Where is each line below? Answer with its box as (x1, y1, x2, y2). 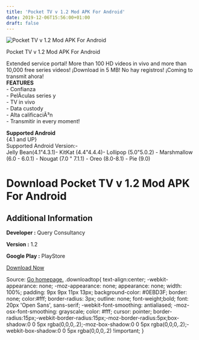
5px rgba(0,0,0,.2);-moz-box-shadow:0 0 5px (37, 321, 150, 328)
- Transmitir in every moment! (6, 118, 80, 125)
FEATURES (6, 79, 34, 86)
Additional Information (6, 213, 93, 223)
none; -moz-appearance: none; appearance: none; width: (39, 282, 182, 290)
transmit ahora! (6, 73, 44, 80)
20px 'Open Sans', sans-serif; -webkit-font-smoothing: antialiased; (6, 301, 173, 309)
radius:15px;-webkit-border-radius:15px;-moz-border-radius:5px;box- (6, 315, 180, 322)
